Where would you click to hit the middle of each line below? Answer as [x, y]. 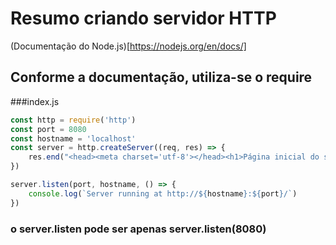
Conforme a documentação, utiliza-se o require [161, 77]
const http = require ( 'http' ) [73, 120]
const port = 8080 [48, 129]
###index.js [35, 101]
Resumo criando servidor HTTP [143, 18]
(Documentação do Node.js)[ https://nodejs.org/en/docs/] [128, 46]
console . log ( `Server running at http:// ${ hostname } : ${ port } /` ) [163, 193]
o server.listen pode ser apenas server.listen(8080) [138, 229]
